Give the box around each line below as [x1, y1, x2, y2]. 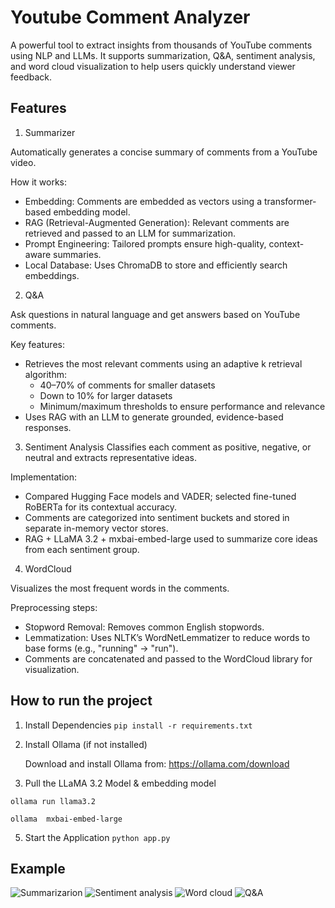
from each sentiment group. [24, 543, 140, 555]
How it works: [10, 176, 68, 188]
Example [10, 860, 66, 877]
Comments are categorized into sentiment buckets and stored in [24, 511, 290, 523]
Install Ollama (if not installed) [24, 738, 148, 750]
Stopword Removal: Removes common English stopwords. [24, 621, 265, 633]
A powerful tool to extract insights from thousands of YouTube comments [10, 39, 313, 51]
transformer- [263, 195, 317, 207]
